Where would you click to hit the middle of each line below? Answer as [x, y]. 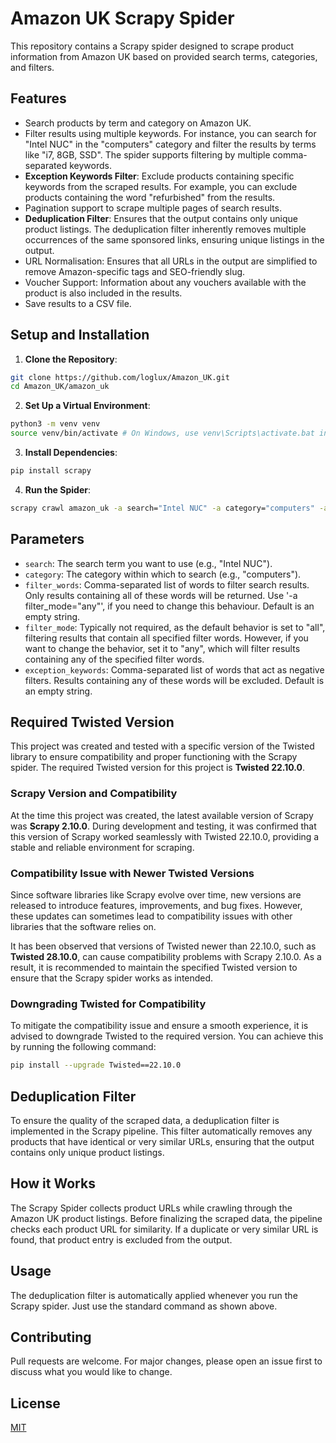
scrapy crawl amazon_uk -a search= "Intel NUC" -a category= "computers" [162, 508]
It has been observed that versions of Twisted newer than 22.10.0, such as [163, 946]
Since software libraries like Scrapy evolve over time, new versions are [156, 895]
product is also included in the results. [103, 293]
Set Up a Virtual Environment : [87, 406]
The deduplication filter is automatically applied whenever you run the [154, 1295]
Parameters [47, 539]
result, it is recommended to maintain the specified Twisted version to [154, 968]
